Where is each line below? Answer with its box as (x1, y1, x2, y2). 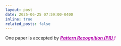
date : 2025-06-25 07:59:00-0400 (5, 12, 73, 17)
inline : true (5, 16, 33, 21)
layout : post (5, 7, 33, 12)
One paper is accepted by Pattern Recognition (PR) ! (5, 35, 116, 41)
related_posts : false (5, 21, 51, 26)
